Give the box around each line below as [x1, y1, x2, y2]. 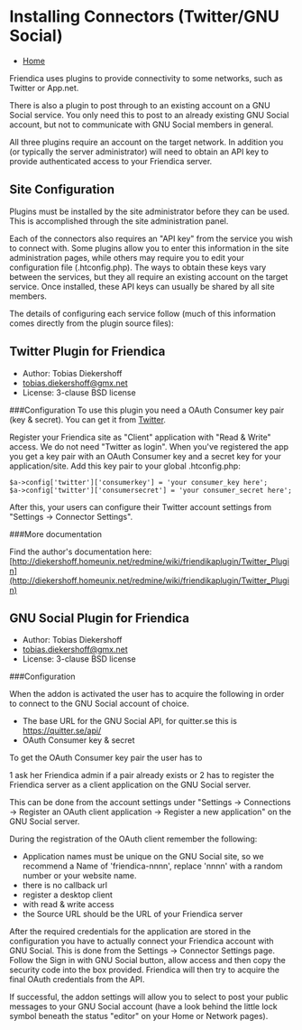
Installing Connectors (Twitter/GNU [9, 6, 279, 27]
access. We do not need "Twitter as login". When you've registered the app [9, 441, 289, 452]
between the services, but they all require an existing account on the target [9, 271, 288, 282]
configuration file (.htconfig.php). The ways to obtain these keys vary [9, 262, 267, 273]
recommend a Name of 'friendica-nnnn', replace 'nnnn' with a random [22, 860, 283, 872]
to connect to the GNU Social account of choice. [9, 698, 189, 710]
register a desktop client [22, 889, 113, 900]
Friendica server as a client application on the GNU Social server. [9, 779, 252, 791]
